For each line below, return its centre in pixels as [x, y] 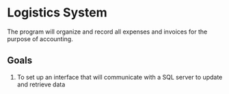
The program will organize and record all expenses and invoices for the [107, 32]
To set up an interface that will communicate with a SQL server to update [120, 77]
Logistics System [57, 13]
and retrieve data [41, 84]
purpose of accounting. [40, 38]
